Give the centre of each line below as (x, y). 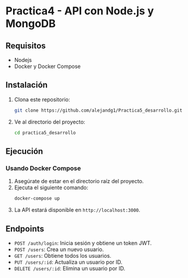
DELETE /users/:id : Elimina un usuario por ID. (70, 268)
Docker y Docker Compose (47, 66)
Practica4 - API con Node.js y (80, 11)
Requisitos (26, 46)
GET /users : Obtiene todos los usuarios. (62, 255)
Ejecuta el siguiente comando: (51, 188)
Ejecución (24, 151)
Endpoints (25, 229)
